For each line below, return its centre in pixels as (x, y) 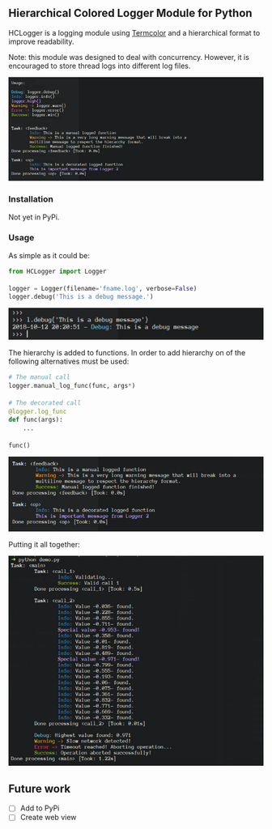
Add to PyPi (40, 808)
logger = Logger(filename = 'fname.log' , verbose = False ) (103, 288)
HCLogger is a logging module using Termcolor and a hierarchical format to (134, 32)
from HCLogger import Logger (57, 271)
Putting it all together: (44, 544)
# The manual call (39, 377)
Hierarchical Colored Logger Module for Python (130, 13)
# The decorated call (45, 403)
